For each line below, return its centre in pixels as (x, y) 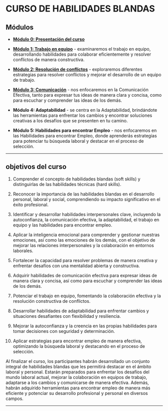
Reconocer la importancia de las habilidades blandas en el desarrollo (84, 194)
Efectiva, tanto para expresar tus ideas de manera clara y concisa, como (87, 95)
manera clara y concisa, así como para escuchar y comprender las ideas (87, 281)
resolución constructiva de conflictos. (52, 301)
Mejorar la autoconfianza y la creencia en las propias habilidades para (85, 326)
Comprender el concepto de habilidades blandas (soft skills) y (77, 179)
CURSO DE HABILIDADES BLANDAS (80, 9)
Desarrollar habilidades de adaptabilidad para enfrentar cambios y (81, 311)
